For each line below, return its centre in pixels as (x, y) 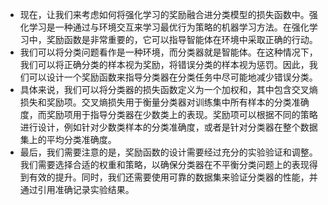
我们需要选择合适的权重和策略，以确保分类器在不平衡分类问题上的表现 (164, 164)
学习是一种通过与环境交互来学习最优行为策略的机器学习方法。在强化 (169, 27)
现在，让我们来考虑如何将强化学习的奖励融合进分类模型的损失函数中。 (164, 14)
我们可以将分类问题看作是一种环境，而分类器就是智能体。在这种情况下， (168, 52)
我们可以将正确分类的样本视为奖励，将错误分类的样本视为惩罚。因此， (164, 64)
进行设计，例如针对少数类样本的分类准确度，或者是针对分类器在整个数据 (168, 127)
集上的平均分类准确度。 (68, 139)
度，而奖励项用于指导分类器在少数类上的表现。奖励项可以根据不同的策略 (168, 114)
